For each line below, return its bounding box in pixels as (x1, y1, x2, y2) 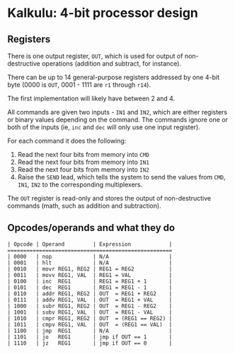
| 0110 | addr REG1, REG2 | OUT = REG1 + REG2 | (7, 290, 173, 297)
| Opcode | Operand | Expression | (7, 240, 173, 248)
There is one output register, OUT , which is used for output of (7, 52, 183, 60)
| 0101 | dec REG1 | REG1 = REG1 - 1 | (7, 284, 173, 291)
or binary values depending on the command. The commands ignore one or (7, 115, 229, 124)
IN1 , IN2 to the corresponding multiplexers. (17, 180, 143, 189)
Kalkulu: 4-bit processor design (7, 5, 198, 21)
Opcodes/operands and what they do (7, 222, 176, 234)
